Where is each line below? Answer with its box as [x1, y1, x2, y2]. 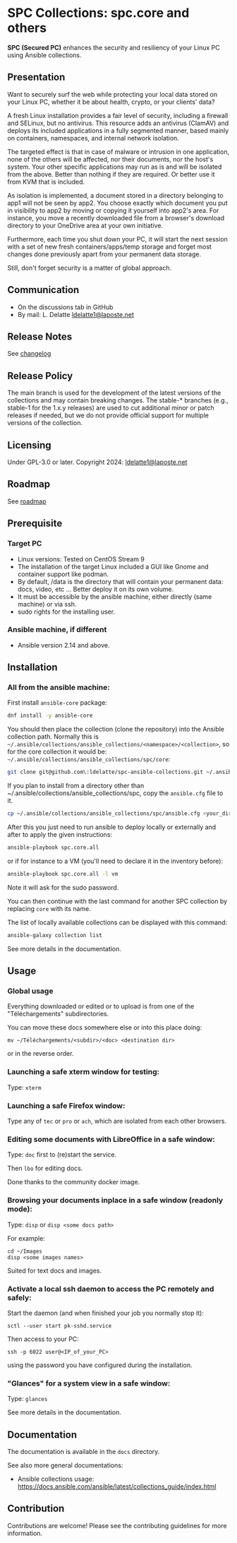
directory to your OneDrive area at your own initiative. [7, 221, 164, 230]
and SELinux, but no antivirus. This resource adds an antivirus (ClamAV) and [7, 119, 229, 127]
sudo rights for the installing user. [17, 607, 115, 616]
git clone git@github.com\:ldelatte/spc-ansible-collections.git [7, 768, 203, 776]
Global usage [7, 987, 54, 996]
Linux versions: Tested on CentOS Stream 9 [17, 554, 145, 563]
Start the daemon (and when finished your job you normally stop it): [7, 1309, 205, 1317]
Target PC [7, 539, 42, 549]
